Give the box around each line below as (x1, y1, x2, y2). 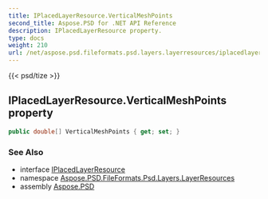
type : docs (8, 34, 45, 42)
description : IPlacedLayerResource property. (8, 26, 162, 34)
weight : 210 (8, 42, 48, 50)
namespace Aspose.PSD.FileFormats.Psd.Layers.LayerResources (19, 173, 235, 182)
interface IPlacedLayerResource (19, 165, 126, 174)
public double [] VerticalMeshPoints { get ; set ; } (8, 127, 180, 136)
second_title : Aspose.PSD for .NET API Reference (8, 19, 177, 27)
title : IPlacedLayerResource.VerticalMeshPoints (8, 11, 173, 20)
